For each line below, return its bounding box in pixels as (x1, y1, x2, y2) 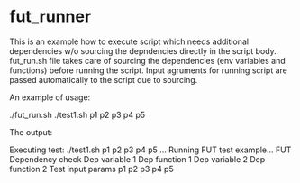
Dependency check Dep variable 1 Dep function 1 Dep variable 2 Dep (9, 153, 266, 164)
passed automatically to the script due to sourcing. (9, 74, 198, 85)
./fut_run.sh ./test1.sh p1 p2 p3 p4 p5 (9, 109, 146, 120)
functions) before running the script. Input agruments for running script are (9, 65, 288, 76)
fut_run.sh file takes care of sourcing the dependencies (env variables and (9, 55, 286, 66)
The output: (9, 126, 53, 137)
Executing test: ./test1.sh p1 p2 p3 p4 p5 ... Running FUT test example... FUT (9, 144, 292, 155)
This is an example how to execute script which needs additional (9, 36, 250, 47)
